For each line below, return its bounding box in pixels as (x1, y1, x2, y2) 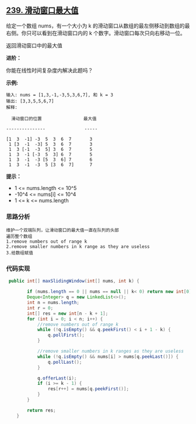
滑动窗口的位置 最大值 (11, 116, 97, 122)
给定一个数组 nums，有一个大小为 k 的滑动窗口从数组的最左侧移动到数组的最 (6, 22, 190, 29)
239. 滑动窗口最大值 (6, 5, 79, 16)
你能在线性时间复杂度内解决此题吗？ (6, 67, 93, 74)
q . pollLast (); (47, 359, 82, 365)
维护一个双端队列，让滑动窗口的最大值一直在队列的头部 (6, 227, 120, 233)
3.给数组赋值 (6, 250, 33, 256)
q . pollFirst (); (47, 332, 85, 338)
